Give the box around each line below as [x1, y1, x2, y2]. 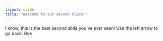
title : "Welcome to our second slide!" [5, 12, 88, 17]
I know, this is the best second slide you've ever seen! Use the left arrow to [5, 25, 159, 31]
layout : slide [5, 7, 35, 12]
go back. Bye [5, 30, 32, 36]
